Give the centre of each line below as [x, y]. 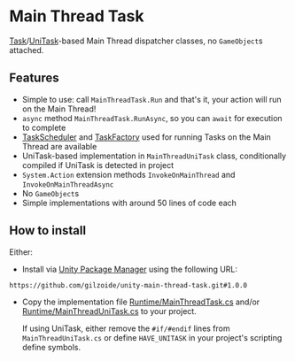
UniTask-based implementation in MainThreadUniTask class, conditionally [154, 156]
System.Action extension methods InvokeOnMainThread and [128, 174]
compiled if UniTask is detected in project [98, 165]
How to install [48, 230]
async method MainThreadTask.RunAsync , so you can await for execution [152, 118]
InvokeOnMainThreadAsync [68, 184]
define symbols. [51, 347]
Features [34, 78]
